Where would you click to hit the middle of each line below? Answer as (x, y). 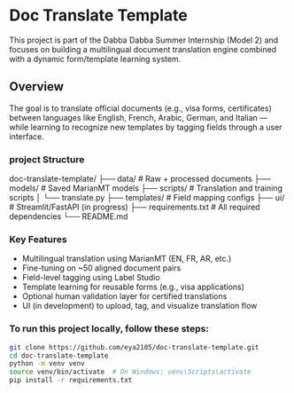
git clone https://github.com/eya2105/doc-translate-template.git (134, 347)
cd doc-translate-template (59, 356)
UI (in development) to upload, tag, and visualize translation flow (139, 306)
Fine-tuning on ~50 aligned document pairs (101, 268)
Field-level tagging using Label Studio (91, 278)
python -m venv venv (47, 364)
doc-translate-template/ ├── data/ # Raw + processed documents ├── (140, 179)
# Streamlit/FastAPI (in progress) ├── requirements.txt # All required (135, 207)
